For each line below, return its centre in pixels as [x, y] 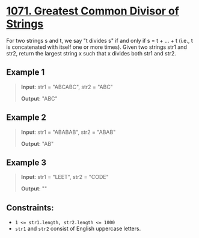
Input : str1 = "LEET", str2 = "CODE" [65, 177]
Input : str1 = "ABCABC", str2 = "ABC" [67, 87]
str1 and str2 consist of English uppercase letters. [78, 229]
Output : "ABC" [39, 98]
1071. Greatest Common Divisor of [93, 11]
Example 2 [26, 118]
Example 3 [26, 162]
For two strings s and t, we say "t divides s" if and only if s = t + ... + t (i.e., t [100, 40]
